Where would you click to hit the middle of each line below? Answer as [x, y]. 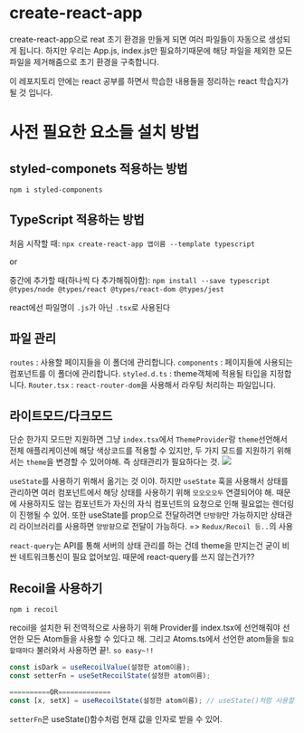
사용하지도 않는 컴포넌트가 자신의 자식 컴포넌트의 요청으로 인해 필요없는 [144, 504]
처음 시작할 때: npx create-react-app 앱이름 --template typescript [132, 243]
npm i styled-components [56, 190]
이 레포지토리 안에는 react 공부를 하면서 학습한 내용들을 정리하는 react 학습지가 [149, 81]
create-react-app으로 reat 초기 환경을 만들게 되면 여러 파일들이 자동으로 [138, 39]
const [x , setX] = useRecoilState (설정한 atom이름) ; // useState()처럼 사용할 [152, 700]
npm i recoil [34, 610]
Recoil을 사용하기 [56, 588]
